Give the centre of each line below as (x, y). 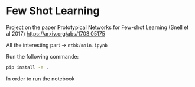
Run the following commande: (43, 56)
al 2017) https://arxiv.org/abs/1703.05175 (56, 33)
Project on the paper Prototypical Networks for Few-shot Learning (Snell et (97, 27)
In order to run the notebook (40, 79)
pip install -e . (27, 67)
